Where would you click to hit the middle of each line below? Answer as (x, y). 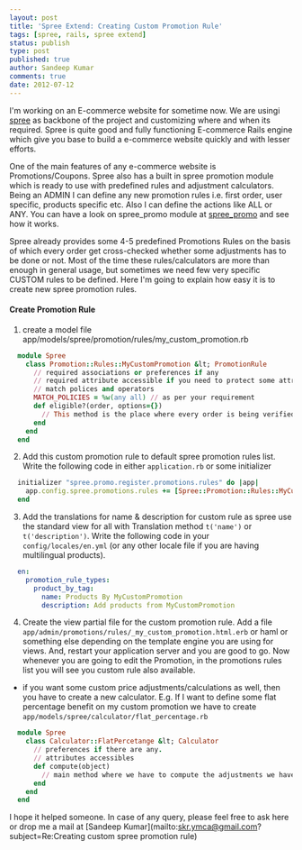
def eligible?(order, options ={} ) (98, 407)
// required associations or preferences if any (126, 372)
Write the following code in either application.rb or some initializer (147, 466)
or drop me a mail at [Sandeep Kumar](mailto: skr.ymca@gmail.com (133, 827)
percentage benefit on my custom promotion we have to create (139, 707)
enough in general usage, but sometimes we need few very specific (135, 270)
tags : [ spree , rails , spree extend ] (78, 34)
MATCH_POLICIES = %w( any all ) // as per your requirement (144, 398)
